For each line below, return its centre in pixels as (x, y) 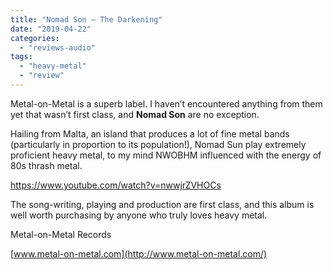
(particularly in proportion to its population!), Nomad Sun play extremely (158, 144)
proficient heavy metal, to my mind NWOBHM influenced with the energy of (166, 155)
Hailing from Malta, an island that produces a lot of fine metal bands (150, 133)
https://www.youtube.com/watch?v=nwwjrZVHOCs (116, 185)
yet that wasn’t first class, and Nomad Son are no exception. (135, 114)
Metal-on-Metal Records (61, 234)
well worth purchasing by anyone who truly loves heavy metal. (139, 215)
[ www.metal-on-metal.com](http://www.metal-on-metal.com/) (139, 253)
